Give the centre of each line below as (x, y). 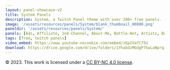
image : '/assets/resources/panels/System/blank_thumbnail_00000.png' (80, 24)
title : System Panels (28, 15)
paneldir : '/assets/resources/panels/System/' (55, 29)
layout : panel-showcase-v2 (34, 10)
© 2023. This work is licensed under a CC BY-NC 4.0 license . (69, 62)
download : (16, 48)
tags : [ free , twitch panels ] (36, 39)
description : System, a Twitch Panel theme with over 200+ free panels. (83, 19)
